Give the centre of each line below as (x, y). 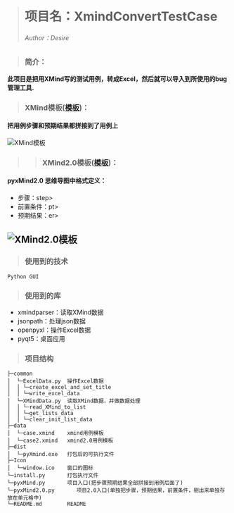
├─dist (17, 447)
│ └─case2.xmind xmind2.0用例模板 (60, 441)
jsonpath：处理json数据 (52, 321)
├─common (20, 374)
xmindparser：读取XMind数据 (60, 312)
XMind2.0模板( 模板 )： (80, 163)
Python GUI (23, 277)
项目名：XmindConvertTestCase (121, 17)
